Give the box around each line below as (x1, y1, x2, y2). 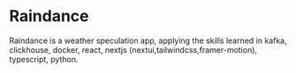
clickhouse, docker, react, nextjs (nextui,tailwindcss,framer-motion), (9, 44, 258, 55)
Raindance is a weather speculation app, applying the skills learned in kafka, (9, 35, 287, 46)
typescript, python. (9, 54, 79, 64)
